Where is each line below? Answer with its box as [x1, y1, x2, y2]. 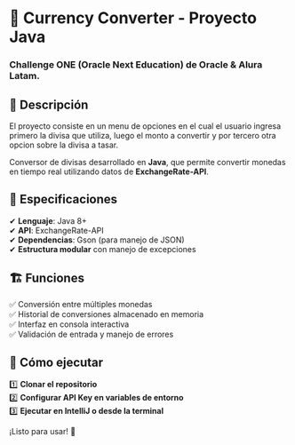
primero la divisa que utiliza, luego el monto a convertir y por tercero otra [9, 130, 277, 140]
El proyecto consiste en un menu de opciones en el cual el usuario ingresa [9, 120, 282, 131]
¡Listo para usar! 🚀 [9, 426, 76, 437]
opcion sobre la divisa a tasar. [9, 139, 119, 150]
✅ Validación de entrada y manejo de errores [9, 329, 174, 339]
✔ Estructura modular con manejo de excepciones [9, 243, 197, 254]
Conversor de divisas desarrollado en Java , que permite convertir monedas [9, 156, 286, 167]
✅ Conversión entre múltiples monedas [9, 298, 153, 309]
